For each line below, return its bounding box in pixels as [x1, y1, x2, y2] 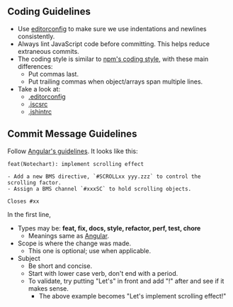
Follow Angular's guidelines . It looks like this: [7, 147, 138, 155]
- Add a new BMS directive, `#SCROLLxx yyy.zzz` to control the [7, 173, 201, 180]
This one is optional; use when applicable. [28, 246, 151, 255]
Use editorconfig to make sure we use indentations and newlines [17, 24, 207, 33]
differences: [17, 62, 53, 70]
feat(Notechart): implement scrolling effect [7, 160, 144, 167]
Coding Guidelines [7, 6, 91, 18]
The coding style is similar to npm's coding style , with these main [17, 55, 209, 63]
